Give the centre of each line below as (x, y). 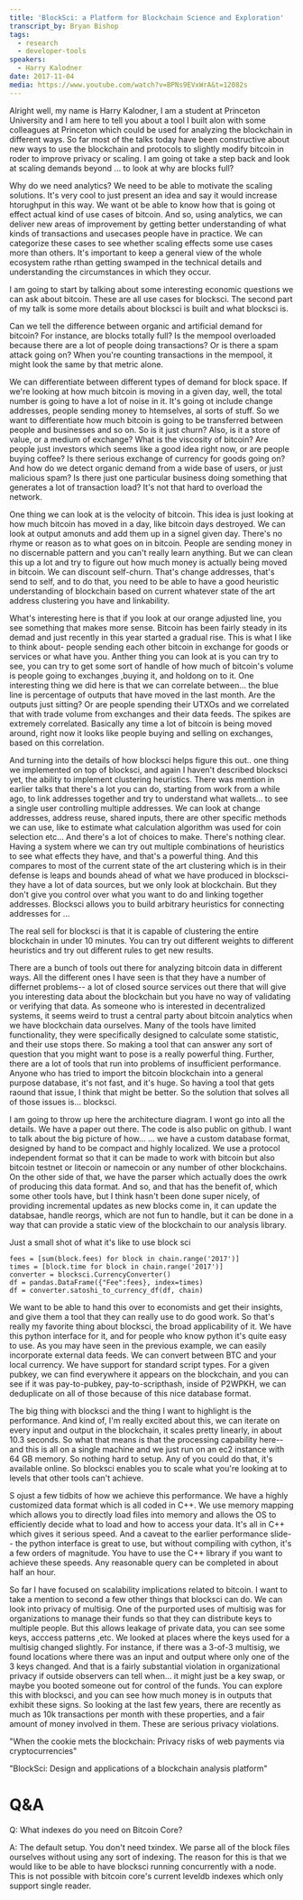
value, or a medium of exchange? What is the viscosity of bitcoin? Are (139, 439)
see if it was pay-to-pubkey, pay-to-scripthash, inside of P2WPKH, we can (148, 1383)
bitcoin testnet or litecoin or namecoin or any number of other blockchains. (148, 1167)
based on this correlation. (57, 742)
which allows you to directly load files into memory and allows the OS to (143, 1514)
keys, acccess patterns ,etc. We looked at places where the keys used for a (150, 1637)
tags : (19, 34)
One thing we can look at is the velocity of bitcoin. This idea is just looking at (151, 514)
